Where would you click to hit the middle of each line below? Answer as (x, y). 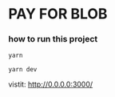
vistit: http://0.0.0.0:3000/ (51, 84)
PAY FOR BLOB (58, 14)
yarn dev (23, 70)
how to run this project (53, 39)
